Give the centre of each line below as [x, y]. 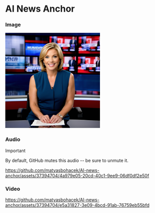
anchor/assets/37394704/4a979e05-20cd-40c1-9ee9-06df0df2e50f [77, 175]
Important [15, 151]
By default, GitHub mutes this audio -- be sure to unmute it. [67, 160]
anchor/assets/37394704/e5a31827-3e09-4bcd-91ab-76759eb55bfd [77, 205]
